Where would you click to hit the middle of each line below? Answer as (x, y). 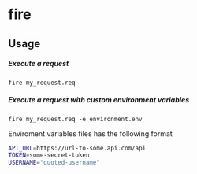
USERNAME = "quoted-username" (54, 163)
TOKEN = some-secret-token (49, 155)
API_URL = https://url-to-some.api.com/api (77, 148)
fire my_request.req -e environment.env (76, 119)
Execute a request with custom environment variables (99, 100)
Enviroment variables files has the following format (91, 133)
